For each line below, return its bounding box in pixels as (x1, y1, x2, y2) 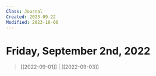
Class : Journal (6, 8, 43, 15)
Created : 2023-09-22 (6, 14, 56, 20)
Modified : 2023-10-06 (6, 19, 59, 25)
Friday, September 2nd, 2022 (6, 44, 151, 57)
